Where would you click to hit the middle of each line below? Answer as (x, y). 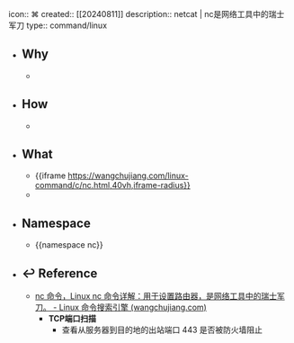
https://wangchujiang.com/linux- (129, 176)
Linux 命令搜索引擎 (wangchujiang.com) (133, 307)
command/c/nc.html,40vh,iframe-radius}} (112, 185)
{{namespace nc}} (69, 245)
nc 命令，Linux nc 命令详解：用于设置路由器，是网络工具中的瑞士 (156, 296)
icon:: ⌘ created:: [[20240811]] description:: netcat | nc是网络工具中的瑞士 (147, 14)
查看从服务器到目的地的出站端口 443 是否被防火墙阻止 (162, 330)
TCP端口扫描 (72, 319)
